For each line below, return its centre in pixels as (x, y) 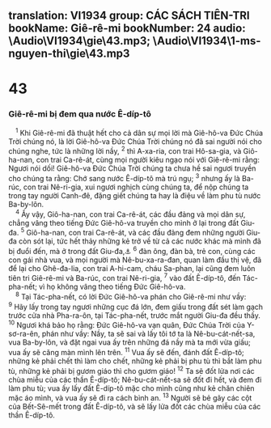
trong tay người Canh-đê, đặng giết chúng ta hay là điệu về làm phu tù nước (135, 195)
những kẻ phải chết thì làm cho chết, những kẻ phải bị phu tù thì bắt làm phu (135, 361)
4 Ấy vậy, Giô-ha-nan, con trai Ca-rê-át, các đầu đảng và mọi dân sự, (131, 214)
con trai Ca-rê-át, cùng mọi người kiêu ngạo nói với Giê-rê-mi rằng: (148, 160)
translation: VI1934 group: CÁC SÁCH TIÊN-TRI (129, 16)
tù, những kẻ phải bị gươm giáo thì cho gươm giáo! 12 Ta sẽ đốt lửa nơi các (131, 370)
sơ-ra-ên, (24, 334)
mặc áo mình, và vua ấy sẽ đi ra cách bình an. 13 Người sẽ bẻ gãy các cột (130, 397)
